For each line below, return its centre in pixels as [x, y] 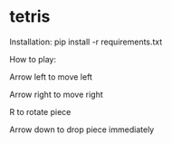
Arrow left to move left [51, 77]
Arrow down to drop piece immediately [82, 130]
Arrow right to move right [56, 94]
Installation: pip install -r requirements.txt [86, 42]
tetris [30, 17]
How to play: [33, 59]
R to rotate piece [40, 111]
